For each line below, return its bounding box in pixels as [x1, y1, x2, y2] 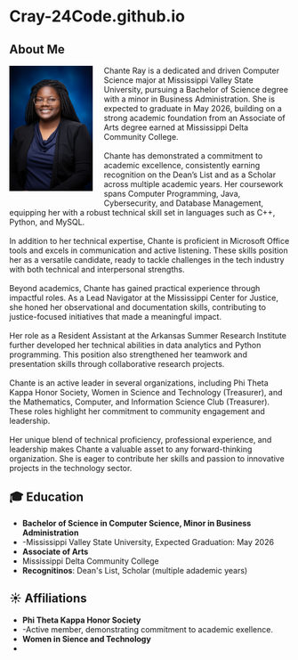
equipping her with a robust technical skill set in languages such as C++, [9, 208, 276, 217]
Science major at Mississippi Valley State [103, 75, 254, 86]
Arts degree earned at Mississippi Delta [103, 122, 249, 133]
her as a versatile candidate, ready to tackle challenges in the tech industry [9, 255, 285, 265]
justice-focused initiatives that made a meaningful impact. [9, 312, 222, 322]
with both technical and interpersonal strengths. [9, 265, 185, 274]
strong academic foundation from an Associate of [103, 113, 286, 123]
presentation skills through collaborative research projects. [9, 359, 225, 369]
